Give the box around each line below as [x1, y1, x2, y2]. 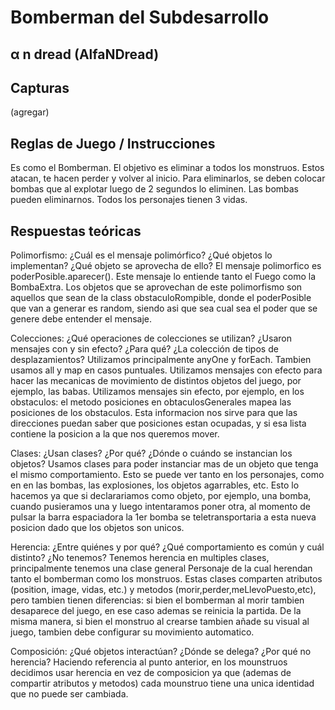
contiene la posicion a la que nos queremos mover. [10, 428, 220, 440]
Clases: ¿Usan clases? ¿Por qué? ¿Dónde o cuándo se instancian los [10, 447, 293, 460]
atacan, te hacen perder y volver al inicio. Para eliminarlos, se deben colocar [10, 172, 326, 185]
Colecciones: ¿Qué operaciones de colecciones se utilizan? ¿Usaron [10, 332, 292, 345]
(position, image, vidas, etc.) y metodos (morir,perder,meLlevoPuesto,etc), [10, 584, 317, 596]
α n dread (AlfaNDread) [10, 46, 160, 63]
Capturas [10, 79, 70, 96]
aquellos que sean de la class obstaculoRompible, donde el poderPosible [10, 292, 312, 304]
